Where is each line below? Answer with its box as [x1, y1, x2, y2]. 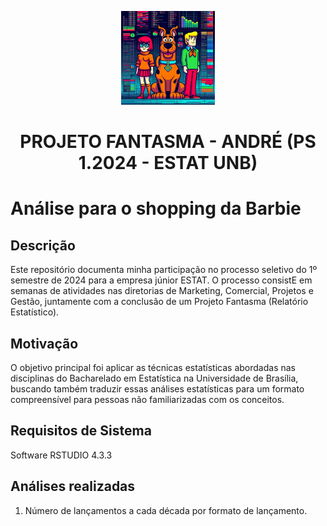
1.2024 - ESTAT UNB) [78, 152, 258, 175]
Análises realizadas [10, 478, 136, 495]
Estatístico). [10, 306, 60, 318]
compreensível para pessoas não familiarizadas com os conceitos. [10, 394, 285, 405]
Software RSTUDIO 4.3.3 [10, 449, 113, 461]
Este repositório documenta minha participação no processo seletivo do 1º [10, 264, 318, 276]
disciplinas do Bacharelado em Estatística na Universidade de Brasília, [10, 372, 299, 384]
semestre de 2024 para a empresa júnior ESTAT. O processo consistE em [10, 274, 313, 286]
